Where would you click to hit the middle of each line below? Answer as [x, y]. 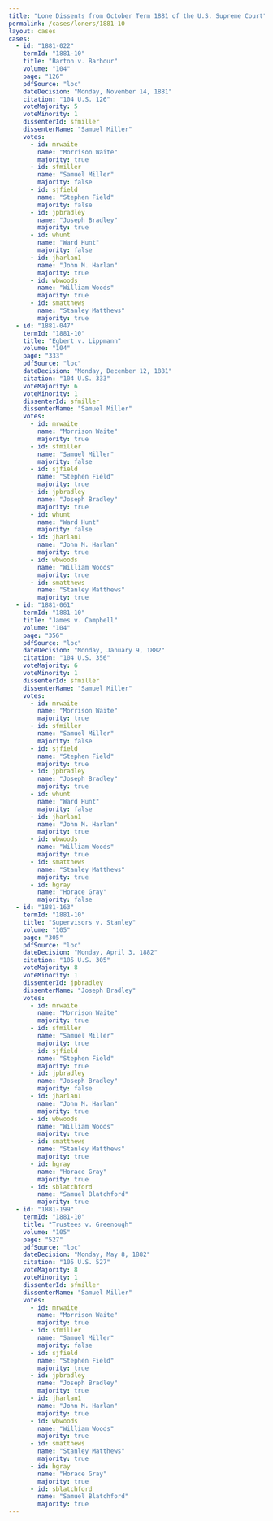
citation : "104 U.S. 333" [67, 379]
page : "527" [43, 1240]
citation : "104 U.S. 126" [67, 99]
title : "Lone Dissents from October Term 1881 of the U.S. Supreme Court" [138, 16]
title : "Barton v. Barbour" [70, 62]
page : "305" [43, 938]
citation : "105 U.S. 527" [67, 1263]
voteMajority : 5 [51, 106]
